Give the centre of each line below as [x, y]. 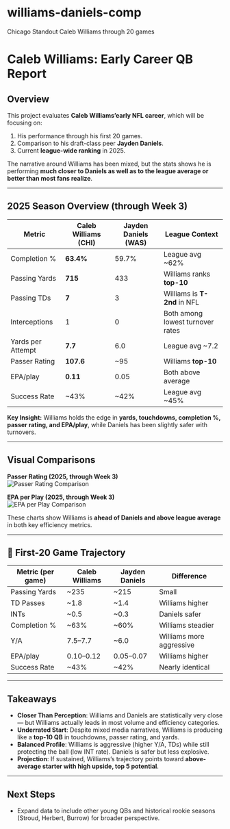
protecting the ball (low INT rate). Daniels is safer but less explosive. [113, 752]
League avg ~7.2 [191, 346]
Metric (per [36, 572]
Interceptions [32, 322]
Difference [189, 576]
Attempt [23, 350]
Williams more [182, 637]
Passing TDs [31, 298]
